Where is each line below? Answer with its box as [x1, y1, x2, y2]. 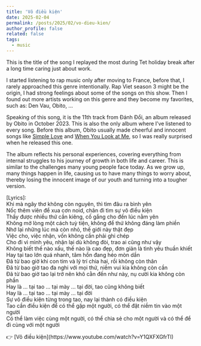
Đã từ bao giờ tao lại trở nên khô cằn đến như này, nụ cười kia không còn [6, 270, 185, 277]
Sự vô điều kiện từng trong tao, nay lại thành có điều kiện [6, 296, 147, 303]
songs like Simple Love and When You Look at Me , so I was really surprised [6, 132, 193, 139]
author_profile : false [6, 25, 63, 32]
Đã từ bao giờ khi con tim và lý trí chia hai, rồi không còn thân [6, 257, 157, 265]
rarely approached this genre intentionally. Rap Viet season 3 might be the [6, 83, 189, 90]
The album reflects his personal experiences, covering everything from [6, 150, 181, 157]
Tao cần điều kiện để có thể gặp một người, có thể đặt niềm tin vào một [6, 302, 182, 309]
